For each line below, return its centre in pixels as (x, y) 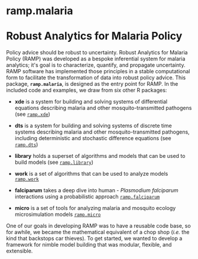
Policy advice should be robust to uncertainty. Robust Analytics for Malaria (97, 52)
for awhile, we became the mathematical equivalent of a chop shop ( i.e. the (98, 232)
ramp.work (27, 179)
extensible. (20, 251)
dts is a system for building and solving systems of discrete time (93, 125)
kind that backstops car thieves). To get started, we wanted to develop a (94, 238)
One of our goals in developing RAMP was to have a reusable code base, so (98, 225)
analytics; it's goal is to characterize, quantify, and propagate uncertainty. (96, 65)
